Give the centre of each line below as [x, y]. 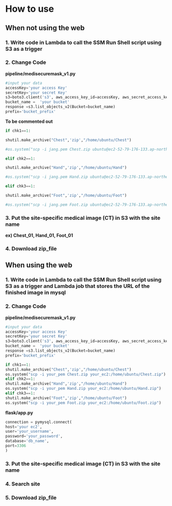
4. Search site [23, 483]
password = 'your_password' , [34, 436]
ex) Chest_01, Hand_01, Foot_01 [39, 236]
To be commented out [29, 121]
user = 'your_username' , [29, 431]
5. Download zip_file [31, 497]
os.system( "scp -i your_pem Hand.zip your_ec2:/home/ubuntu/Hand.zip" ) [83, 389]
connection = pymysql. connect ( [39, 422]
